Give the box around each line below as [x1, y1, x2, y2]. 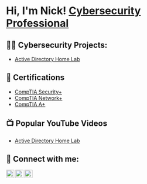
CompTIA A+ [14, 101, 46, 108]
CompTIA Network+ [14, 94, 63, 101]
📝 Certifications [6, 72, 65, 83]
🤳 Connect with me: [6, 154, 79, 164]
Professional [6, 16, 69, 30]
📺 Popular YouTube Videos [6, 119, 107, 129]
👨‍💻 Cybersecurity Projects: [6, 40, 108, 50]
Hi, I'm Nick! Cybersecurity [6, 4, 141, 18]
